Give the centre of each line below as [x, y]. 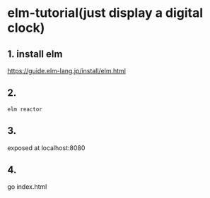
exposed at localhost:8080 [46, 148]
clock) [26, 28]
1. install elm [35, 54]
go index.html [27, 187]
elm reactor [25, 109]
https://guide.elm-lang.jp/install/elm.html [66, 71]
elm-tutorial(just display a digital [105, 13]
